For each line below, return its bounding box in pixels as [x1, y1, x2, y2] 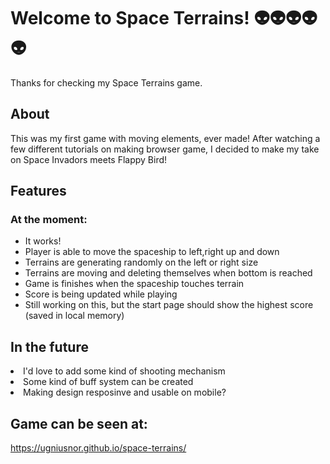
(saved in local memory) [24, 310, 125, 322]
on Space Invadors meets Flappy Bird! [10, 153, 168, 165]
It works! [24, 235, 62, 247]
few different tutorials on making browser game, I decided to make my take [10, 143, 320, 155]
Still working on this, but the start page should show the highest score [24, 299, 314, 311]
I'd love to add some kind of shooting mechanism [23, 365, 226, 377]
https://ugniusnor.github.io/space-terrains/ [10, 442, 187, 454]
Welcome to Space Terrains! [10, 7, 250, 30]
